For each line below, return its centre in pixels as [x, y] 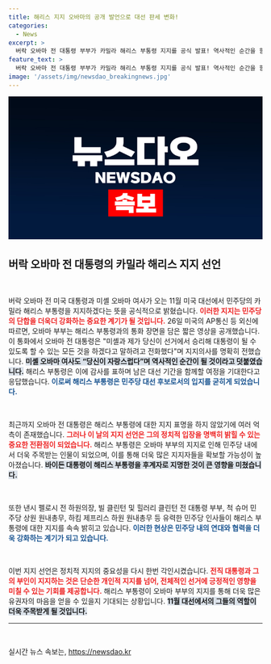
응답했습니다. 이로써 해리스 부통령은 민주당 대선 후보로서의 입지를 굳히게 [120, 382]
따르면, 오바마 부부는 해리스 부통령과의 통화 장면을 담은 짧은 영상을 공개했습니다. [134, 331]
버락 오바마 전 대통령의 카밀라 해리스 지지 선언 [115, 264]
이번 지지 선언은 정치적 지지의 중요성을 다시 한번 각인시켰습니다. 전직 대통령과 [130, 571]
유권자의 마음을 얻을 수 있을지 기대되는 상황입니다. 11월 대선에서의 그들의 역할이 [132, 601]
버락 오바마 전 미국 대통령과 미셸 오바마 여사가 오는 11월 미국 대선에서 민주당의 [130, 301]
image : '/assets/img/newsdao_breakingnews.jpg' [90, 77]
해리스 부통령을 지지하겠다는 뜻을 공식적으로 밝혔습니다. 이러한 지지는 [131, 311]
